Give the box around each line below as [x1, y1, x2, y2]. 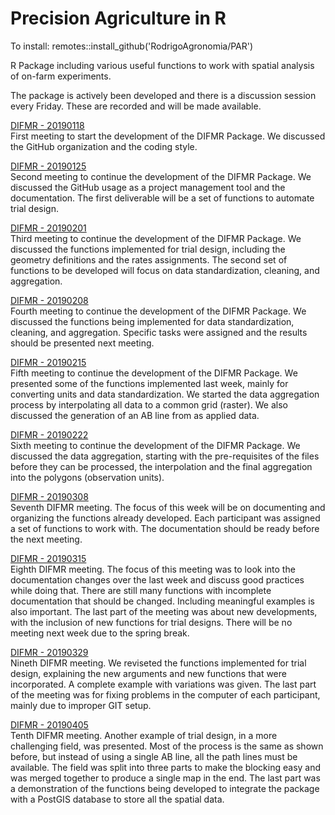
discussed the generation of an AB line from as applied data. [10, 409, 260, 421]
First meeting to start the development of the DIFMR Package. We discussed [10, 130, 326, 142]
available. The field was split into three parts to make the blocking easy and [10, 761, 322, 773]
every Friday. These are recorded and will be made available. [10, 100, 262, 112]
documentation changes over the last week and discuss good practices [10, 573, 305, 586]
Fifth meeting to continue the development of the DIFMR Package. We [10, 367, 298, 379]
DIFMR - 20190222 [10, 428, 89, 441]
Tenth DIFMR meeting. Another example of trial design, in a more [10, 729, 278, 741]
